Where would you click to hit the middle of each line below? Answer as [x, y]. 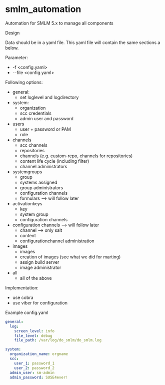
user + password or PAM [45, 129]
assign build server [39, 262]
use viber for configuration [40, 303]
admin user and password [47, 118]
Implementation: [22, 288]
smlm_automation [43, 9]
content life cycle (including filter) [54, 161]
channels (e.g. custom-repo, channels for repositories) [76, 156]
